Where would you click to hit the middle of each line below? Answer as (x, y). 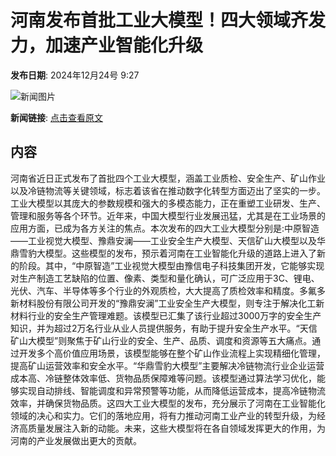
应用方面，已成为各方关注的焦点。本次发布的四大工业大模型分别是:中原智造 (165, 228)
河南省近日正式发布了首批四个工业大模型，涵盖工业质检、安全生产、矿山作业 (168, 178)
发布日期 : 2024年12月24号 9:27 (75, 75)
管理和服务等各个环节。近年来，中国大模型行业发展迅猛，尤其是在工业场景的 (168, 215)
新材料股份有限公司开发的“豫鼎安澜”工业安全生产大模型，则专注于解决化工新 (167, 303)
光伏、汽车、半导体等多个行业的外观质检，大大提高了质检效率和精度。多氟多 (168, 290)
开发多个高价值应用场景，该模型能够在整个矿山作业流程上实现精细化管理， (172, 353)
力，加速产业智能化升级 (107, 45)
